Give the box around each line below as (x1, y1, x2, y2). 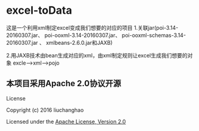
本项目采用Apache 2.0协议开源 (6, 78, 121, 89)
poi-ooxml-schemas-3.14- (121, 31, 186, 39)
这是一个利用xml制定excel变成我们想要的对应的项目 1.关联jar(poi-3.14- (6, 24, 179, 31)
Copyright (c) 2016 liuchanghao (6, 106, 84, 114)
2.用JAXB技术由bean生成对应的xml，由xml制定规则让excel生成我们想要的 (6, 51, 188, 59)
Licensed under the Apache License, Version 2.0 (6, 118, 126, 125)
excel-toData (6, 4, 72, 17)
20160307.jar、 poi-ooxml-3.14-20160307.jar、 (6, 31, 121, 39)
